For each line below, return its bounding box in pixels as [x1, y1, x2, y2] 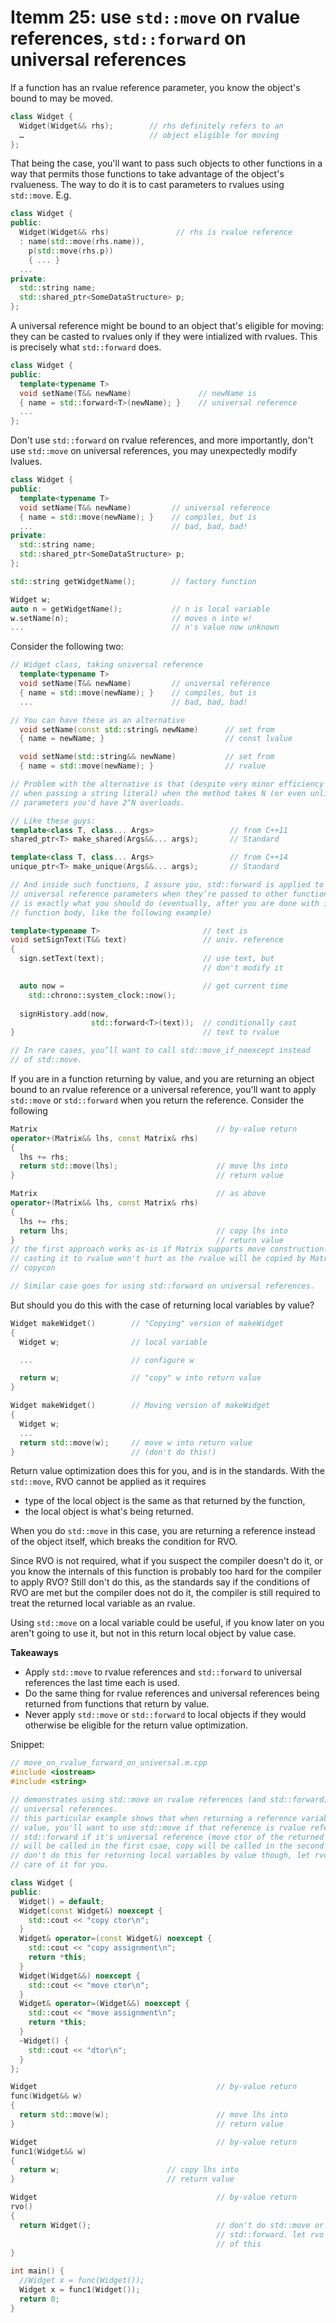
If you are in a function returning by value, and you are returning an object [10, 1072, 315, 1085]
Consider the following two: [10, 641, 124, 653]
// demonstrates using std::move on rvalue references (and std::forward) [10, 1795, 329, 1805]
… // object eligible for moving [19, 130, 280, 140]
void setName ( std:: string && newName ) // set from [19, 752, 275, 762]
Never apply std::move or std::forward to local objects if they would [24, 1709, 307, 1721]
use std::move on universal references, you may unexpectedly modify [10, 445, 298, 457]
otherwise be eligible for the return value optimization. [24, 1719, 248, 1731]
